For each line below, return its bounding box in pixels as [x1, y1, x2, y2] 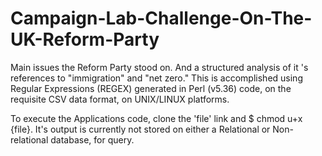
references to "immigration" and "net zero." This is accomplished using [10, 72, 303, 84]
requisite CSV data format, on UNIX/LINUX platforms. [10, 93, 230, 105]
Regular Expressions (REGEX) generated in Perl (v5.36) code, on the [10, 82, 292, 94]
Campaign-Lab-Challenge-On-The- [10, 7, 313, 30]
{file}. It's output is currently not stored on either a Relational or [10, 123, 271, 135]
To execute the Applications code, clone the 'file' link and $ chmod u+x [10, 112, 303, 124]
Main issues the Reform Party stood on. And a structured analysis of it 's [10, 61, 309, 73]
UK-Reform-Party [10, 28, 160, 51]
